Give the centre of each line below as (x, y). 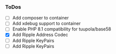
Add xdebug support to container (47, 23)
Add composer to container (40, 18)
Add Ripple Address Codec (40, 35)
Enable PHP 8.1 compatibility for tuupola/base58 (61, 29)
